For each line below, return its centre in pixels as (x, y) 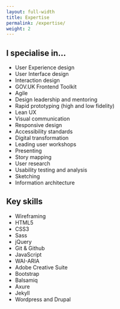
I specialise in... (36, 53)
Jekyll (22, 293)
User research (33, 164)
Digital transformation (42, 138)
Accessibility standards (44, 132)
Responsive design (38, 125)
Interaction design (37, 80)
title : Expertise (28, 17)
